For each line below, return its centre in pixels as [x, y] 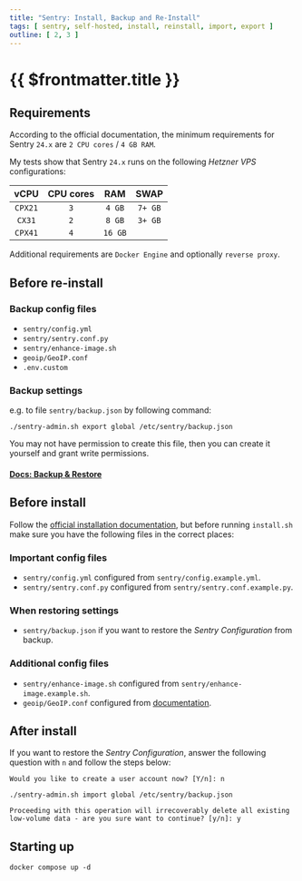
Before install [48, 503]
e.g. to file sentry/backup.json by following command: [110, 410]
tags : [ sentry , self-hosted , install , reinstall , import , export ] [141, 26]
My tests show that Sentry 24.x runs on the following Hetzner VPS [133, 162]
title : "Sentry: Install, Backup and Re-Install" [105, 18]
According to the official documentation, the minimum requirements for [142, 135]
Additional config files [59, 663]
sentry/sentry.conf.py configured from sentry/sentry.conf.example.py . [158, 587]
